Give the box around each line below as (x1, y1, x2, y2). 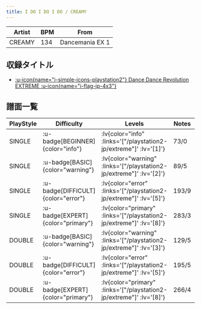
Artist (14, 28, 31, 36)
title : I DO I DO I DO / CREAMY (6, 8, 87, 15)
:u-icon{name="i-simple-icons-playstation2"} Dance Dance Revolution (14, 76, 190, 83)
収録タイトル (6, 60, 54, 70)
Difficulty (55, 119, 83, 128)
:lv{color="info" (101, 130, 145, 138)
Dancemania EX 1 (59, 38, 111, 46)
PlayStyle (9, 119, 37, 128)
